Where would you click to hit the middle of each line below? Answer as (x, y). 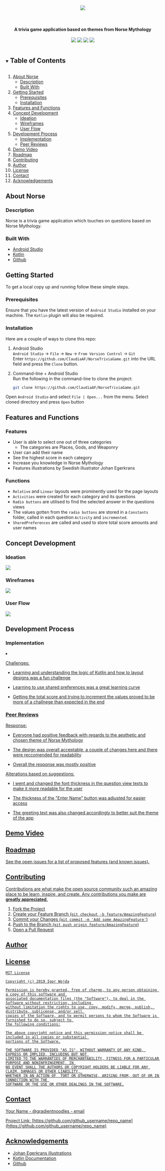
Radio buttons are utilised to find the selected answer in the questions (83, 502)
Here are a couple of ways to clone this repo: (51, 339)
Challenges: (18, 663)
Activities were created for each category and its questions (74, 497)
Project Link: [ (20, 1121)
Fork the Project (29, 908)
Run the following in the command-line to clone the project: (72, 379)
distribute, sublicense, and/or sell (44, 1011)
